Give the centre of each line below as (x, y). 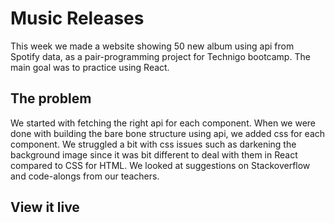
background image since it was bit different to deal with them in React (154, 154)
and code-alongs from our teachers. (85, 176)
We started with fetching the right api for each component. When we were (163, 123)
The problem (51, 98)
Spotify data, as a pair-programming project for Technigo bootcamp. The (160, 56)
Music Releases (77, 18)
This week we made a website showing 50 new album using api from (152, 46)
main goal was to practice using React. (90, 67)
